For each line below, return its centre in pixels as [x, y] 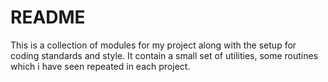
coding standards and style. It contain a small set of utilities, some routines [164, 55]
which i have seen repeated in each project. [100, 66]
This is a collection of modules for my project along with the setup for [153, 45]
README [48, 17]
